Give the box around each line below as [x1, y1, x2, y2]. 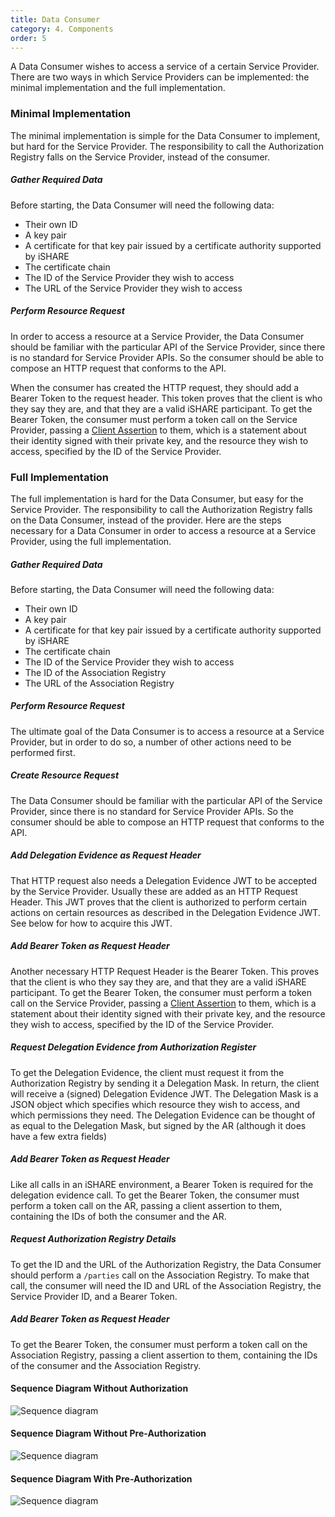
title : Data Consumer [10, 14, 101, 25]
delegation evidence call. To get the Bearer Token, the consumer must [10, 1189, 300, 1201]
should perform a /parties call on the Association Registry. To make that [10, 1269, 310, 1281]
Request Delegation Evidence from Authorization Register [10, 1041, 257, 1053]
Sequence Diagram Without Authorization [10, 1382, 189, 1395]
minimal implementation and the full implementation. [10, 82, 226, 94]
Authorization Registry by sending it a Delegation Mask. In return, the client [10, 1077, 320, 1089]
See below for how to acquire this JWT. [10, 917, 173, 929]
